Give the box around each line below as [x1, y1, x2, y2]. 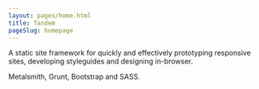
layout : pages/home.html [8, 11, 91, 20]
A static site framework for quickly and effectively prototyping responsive [8, 48, 251, 58]
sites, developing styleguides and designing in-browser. [8, 56, 194, 66]
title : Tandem [8, 19, 56, 27]
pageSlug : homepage [8, 26, 74, 34]
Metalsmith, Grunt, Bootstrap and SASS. [8, 72, 140, 82]
